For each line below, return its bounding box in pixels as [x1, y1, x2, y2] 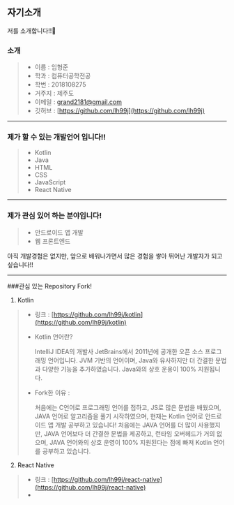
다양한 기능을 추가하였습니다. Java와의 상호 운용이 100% [42, 365, 197, 373]
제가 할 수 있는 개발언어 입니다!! [7, 132, 107, 142]
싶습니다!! [7, 261, 33, 269]
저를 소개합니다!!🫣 [7, 27, 56, 35]
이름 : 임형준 [34, 63, 68, 71]
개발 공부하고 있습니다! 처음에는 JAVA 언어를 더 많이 [55, 420, 197, 429]
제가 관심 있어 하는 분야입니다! [7, 211, 102, 221]
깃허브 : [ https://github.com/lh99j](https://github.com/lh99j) [34, 107, 205, 115]
